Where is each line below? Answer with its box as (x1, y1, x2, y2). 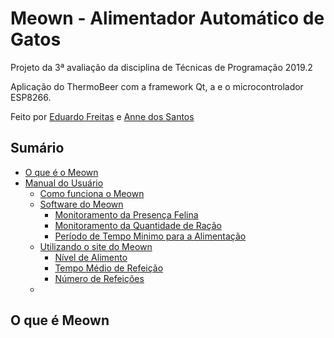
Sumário (10, 140, 65, 157)
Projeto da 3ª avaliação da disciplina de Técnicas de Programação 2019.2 (10, 61, 313, 73)
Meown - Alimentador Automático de (10, 7, 325, 30)
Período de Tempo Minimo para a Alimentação (54, 230, 247, 242)
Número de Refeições (54, 272, 145, 284)
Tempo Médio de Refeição (54, 262, 164, 274)
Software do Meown (39, 198, 124, 210)
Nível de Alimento (54, 251, 128, 263)
